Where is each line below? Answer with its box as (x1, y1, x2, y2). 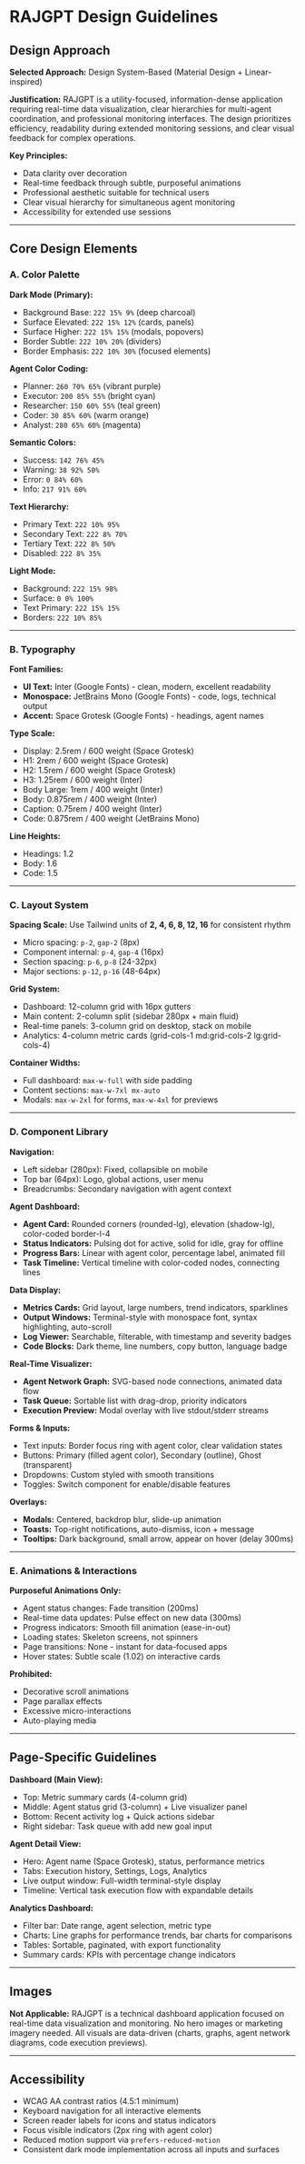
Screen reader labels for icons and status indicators (22, 2115, 216, 2126)
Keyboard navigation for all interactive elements (22, 2106, 202, 2117)
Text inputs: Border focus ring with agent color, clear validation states (22, 1440, 283, 1451)
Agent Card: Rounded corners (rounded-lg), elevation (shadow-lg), (22, 1218, 275, 1229)
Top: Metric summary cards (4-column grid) (22, 1791, 188, 1802)
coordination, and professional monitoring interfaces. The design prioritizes (9, 114, 292, 124)
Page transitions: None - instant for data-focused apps (22, 1640, 228, 1651)
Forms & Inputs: (9, 1422, 71, 1433)
